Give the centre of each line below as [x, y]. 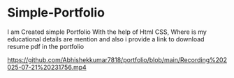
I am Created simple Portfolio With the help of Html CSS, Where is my [107, 32]
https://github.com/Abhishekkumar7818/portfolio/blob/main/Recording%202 [117, 59]
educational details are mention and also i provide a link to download [106, 39]
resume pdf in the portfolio [46, 46]
